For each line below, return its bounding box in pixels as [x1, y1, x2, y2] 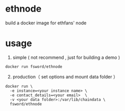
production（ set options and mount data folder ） [12, 73, 118, 80]
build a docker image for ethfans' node [5, 20, 87, 26]
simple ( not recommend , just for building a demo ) [12, 54, 120, 60]
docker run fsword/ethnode [5, 64, 63, 69]
